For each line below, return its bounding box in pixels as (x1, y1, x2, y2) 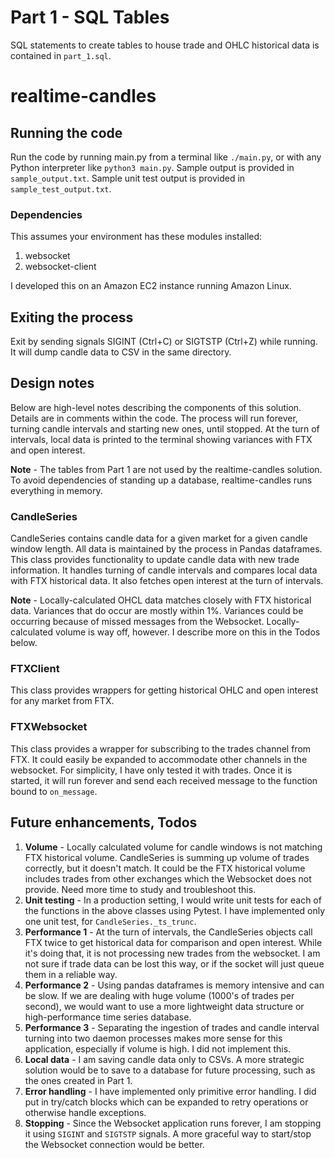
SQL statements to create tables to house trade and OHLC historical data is (10, 39, 320, 51)
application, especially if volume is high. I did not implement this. (24, 1042, 292, 1055)
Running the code (10, 124, 123, 141)
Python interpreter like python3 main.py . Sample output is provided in (10, 161, 295, 173)
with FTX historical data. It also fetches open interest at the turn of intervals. (10, 575, 324, 587)
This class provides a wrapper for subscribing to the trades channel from (10, 742, 312, 755)
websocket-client (24, 261, 97, 273)
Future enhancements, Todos (10, 814, 198, 831)
